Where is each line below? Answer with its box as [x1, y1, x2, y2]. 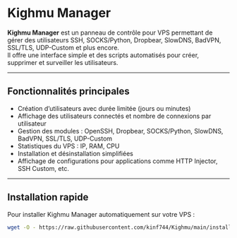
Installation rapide [7, 191, 89, 203]
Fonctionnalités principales [7, 85, 130, 97]
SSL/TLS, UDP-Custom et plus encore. [7, 43, 120, 52]
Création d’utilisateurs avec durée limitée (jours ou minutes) [17, 104, 191, 112]
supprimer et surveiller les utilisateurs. [7, 58, 119, 66]
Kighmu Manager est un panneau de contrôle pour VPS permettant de [7, 28, 213, 37]
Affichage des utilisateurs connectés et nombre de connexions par [17, 112, 212, 120]
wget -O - [7, 224, 37, 231]
